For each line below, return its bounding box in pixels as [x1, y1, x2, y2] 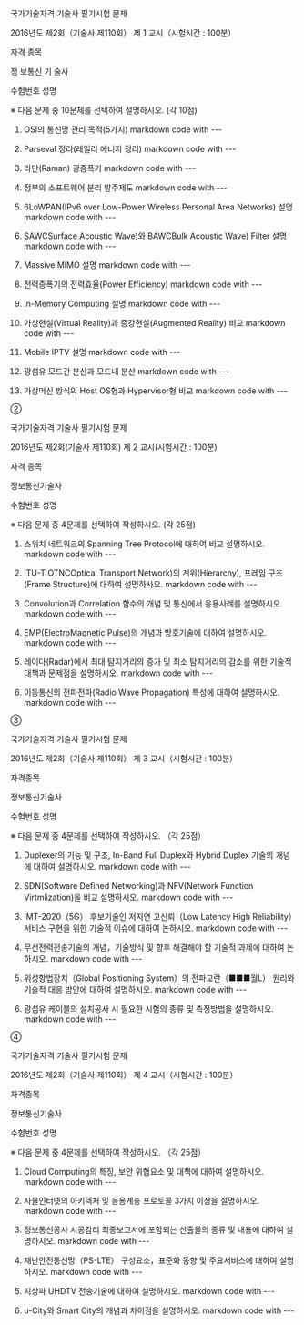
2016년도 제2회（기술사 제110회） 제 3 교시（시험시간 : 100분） [10, 753, 238, 763]
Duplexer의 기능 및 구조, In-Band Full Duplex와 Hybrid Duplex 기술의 [23, 850, 274, 861]
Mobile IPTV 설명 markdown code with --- [23, 347, 181, 357]
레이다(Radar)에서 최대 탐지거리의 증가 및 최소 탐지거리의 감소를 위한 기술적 [23, 657, 292, 667]
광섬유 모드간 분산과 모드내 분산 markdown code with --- [23, 366, 230, 376]
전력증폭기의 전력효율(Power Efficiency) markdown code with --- [23, 279, 263, 290]
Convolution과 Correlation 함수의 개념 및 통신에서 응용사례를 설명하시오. [23, 598, 283, 608]
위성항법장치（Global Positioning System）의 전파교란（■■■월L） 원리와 [23, 973, 295, 984]
